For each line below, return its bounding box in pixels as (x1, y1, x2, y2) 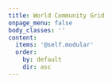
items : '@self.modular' (15, 41, 94, 49)
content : (8, 33, 37, 42)
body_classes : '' (8, 26, 66, 34)
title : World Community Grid (8, 11, 105, 20)
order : (15, 48, 37, 56)
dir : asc (22, 63, 52, 71)
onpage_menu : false (8, 19, 73, 27)
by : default (22, 56, 62, 64)
